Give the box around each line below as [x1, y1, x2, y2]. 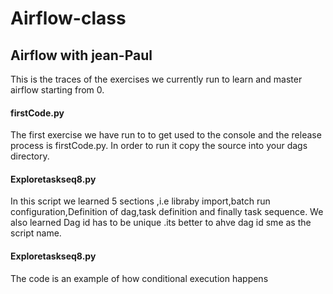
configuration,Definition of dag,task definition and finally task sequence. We [10, 206, 324, 218]
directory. [10, 150, 50, 162]
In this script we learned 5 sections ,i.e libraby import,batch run [10, 195, 271, 207]
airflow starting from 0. [10, 84, 105, 96]
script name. [10, 227, 62, 239]
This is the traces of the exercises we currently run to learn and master [10, 73, 303, 85]
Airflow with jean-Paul [10, 47, 153, 64]
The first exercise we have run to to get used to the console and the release [10, 129, 322, 141]
